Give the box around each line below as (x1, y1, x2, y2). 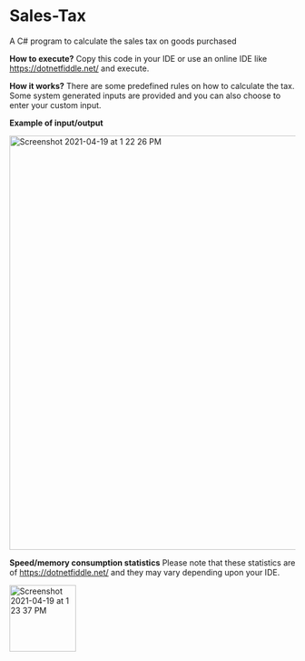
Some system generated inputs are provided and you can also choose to (9, 90, 281, 101)
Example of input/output (9, 117, 103, 128)
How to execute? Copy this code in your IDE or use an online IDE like (9, 53, 268, 64)
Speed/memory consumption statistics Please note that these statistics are (9, 556, 296, 568)
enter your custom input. (9, 99, 102, 110)
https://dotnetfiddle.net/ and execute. (9, 63, 150, 74)
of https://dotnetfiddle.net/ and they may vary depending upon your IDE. (9, 566, 280, 577)
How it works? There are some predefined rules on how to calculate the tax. (9, 80, 295, 91)
